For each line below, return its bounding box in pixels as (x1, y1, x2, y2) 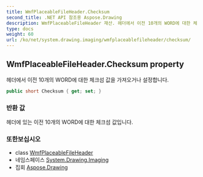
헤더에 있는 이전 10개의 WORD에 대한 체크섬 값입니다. (6, 118, 133, 126)
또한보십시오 (6, 135, 41, 143)
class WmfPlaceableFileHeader (15, 149, 93, 156)
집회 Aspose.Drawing (15, 164, 68, 171)
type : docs (6, 25, 34, 32)
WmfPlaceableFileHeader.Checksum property (6, 59, 184, 69)
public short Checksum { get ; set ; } (6, 88, 102, 94)
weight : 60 (6, 31, 34, 37)
